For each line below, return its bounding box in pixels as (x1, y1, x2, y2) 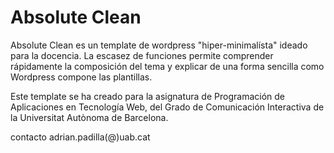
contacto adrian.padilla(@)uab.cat (10, 131, 151, 143)
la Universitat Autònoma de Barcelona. (10, 111, 169, 123)
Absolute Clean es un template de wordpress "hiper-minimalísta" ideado (10, 39, 308, 51)
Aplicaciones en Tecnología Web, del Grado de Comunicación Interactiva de (10, 101, 325, 113)
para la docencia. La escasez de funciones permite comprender (10, 49, 274, 61)
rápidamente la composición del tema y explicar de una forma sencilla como (10, 60, 325, 72)
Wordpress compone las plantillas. (10, 71, 153, 83)
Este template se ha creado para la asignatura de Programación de (10, 90, 285, 102)
